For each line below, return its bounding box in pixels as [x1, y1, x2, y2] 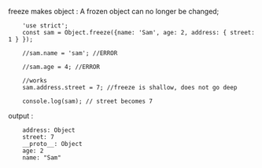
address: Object [22, 126, 76, 134]
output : [8, 111, 34, 120]
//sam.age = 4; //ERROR [22, 63, 101, 71]
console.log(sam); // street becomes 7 [22, 97, 153, 105]
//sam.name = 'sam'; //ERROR [22, 49, 118, 57]
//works [22, 77, 47, 85]
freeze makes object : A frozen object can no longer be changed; [8, 7, 220, 16]
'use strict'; [22, 22, 68, 30]
